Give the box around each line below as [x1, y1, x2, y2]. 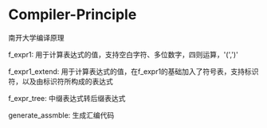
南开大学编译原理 [8, 33, 65, 42]
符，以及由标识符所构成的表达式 [8, 76, 113, 86]
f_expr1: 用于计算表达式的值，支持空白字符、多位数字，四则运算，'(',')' [8, 49, 239, 59]
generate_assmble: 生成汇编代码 [8, 110, 115, 120]
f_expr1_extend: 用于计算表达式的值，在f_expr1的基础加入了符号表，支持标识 [8, 66, 259, 76]
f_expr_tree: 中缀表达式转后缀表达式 [8, 93, 126, 103]
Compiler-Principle [8, 6, 137, 24]
